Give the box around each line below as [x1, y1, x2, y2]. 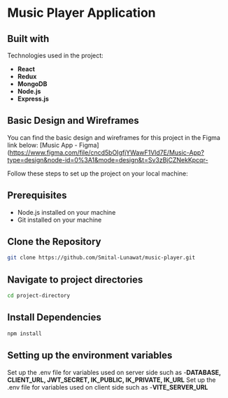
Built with [7, 33, 50, 45]
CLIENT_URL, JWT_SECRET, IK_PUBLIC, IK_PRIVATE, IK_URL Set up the [7, 376, 216, 384]
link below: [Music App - [7, 141, 78, 149]
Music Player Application [7, 5, 156, 21]
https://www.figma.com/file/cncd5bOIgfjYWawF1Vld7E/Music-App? [9, 148, 205, 157]
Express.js [17, 94, 49, 103]
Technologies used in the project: [7, 51, 104, 59]
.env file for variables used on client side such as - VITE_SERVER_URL [7, 383, 208, 391]
